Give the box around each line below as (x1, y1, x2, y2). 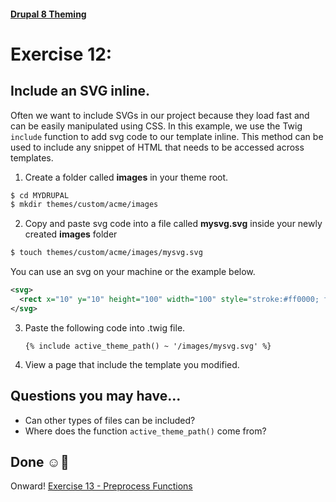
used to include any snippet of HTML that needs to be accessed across (10, 141, 305, 153)
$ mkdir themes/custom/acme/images (10, 200, 159, 210)
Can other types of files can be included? (24, 414, 196, 426)
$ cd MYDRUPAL (10, 190, 70, 200)
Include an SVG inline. (10, 83, 151, 100)
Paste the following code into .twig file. (24, 321, 186, 334)
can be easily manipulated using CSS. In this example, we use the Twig (10, 120, 303, 132)
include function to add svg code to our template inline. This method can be (10, 130, 324, 142)
